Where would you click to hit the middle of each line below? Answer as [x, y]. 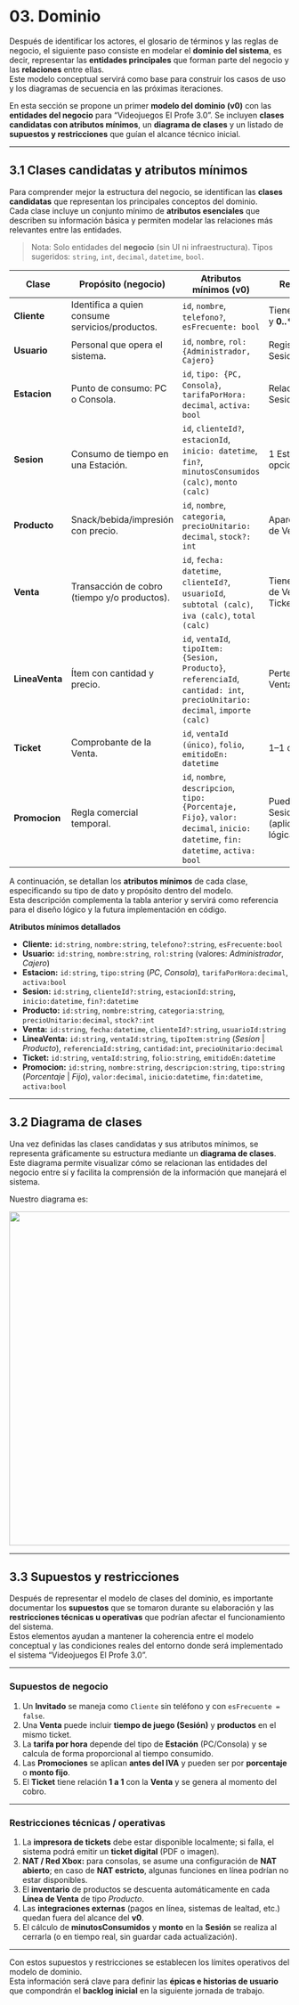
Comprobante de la [111, 742]
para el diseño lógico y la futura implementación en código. [118, 909]
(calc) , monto [210, 481]
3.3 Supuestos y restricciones [94, 1577]
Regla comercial [105, 812]
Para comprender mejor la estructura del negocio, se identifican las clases [146, 192]
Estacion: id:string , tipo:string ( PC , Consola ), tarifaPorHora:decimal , [155, 972]
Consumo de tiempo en [120, 453]
